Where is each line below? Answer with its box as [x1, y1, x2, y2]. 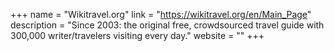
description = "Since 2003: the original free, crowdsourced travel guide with [10, 19, 325, 31]
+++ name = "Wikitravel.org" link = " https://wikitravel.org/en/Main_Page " [10, 9, 312, 20]
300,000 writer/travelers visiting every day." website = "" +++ [10, 30, 265, 41]
